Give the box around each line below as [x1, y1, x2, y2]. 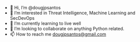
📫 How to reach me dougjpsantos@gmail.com [9, 31, 106, 37]
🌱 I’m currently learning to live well [9, 20, 81, 26]
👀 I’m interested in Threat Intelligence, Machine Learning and [9, 10, 136, 16]
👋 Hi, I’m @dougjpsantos [9, 5, 61, 10]
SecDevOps [9, 15, 35, 21]
